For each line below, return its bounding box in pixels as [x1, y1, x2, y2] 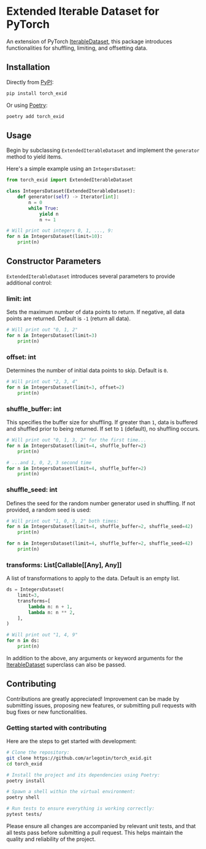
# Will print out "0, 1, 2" [6, 327, 78, 333]
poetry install [6, 778, 45, 784]
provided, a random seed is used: [6, 506, 91, 513]
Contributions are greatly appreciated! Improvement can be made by [6, 695, 180, 702]
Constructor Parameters [6, 256, 101, 267]
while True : [28, 205, 59, 211]
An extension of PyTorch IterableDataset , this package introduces [6, 38, 173, 45]
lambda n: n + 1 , [28, 604, 72, 610]
